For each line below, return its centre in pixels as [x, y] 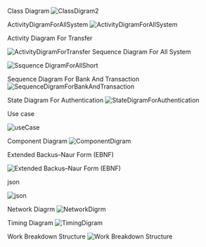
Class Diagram [28, 11]
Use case [21, 114]
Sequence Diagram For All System [141, 52]
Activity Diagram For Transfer [50, 38]
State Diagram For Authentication [56, 100]
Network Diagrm [31, 209]
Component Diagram [38, 141]
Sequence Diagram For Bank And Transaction [73, 79]
